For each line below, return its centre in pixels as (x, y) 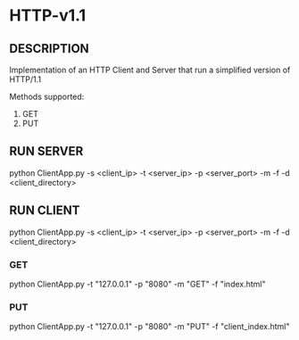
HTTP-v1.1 (48, 16)
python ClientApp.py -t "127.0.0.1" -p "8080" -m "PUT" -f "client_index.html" (149, 327)
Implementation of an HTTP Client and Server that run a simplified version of (150, 70)
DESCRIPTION (49, 49)
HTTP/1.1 (25, 79)
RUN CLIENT (45, 211)
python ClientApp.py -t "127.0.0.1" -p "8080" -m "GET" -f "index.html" (137, 284)
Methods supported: (47, 96)
